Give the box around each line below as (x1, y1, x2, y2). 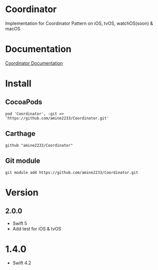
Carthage (5, 129, 36, 138)
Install (5, 78, 32, 89)
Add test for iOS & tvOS (12, 226, 61, 232)
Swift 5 (12, 220, 28, 226)
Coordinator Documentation (5, 60, 63, 66)
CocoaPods (5, 98, 43, 107)
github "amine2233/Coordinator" (5, 143, 73, 148)
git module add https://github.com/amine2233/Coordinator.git (5, 170, 138, 175)
